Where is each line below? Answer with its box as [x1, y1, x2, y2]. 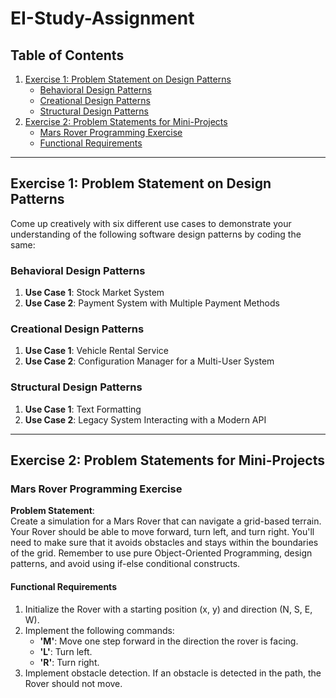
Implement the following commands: [24, 624, 175, 636]
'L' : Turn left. [39, 645, 93, 657]
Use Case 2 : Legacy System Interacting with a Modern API [24, 413, 267, 426]
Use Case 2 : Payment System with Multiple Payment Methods [24, 297, 280, 309]
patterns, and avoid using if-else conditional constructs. [10, 558, 241, 570]
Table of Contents [10, 47, 125, 64]
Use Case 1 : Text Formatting [24, 403, 142, 415]
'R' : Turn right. [39, 656, 100, 668]
